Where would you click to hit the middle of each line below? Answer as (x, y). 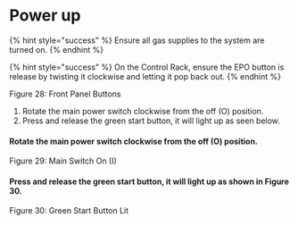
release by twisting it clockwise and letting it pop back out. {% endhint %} (145, 76)
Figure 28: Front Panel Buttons (65, 94)
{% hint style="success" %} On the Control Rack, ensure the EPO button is (147, 67)
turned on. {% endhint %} (57, 49)
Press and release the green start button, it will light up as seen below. (151, 121)
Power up (45, 16)
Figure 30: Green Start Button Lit (69, 211)
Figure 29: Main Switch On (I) (63, 161)
